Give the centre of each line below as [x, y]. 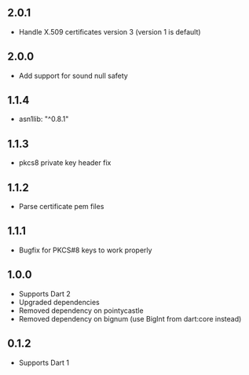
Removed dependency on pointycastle [81, 311]
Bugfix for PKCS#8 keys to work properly [85, 250]
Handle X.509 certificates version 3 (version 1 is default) [110, 31]
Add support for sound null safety [73, 75]
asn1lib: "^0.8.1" [44, 119]
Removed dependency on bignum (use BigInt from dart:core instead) [130, 318]
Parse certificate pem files [61, 207]
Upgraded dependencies [59, 302]
